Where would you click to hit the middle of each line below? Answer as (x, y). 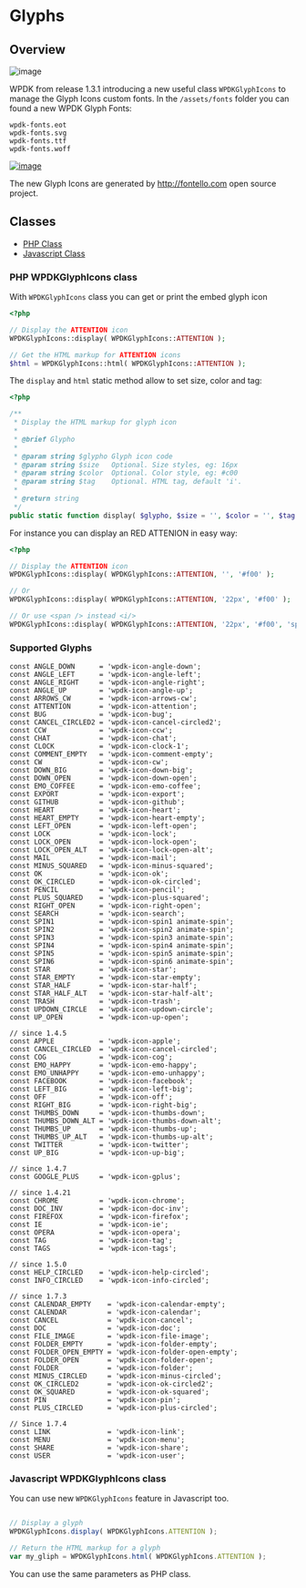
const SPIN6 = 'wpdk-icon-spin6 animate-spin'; (122, 962)
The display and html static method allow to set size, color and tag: (136, 381)
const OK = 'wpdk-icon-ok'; (89, 874)
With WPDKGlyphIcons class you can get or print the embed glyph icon (138, 297)
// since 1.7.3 (38, 1296)
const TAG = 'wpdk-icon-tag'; (91, 1241)
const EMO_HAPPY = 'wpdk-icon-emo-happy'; (103, 1065)
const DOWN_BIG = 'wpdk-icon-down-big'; (102, 771)
